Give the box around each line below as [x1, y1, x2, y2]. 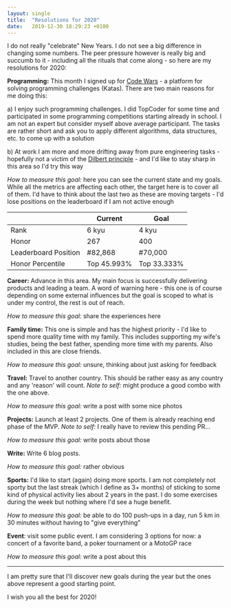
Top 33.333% [138, 259, 184, 269]
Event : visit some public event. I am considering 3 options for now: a [7, 532, 201, 541]
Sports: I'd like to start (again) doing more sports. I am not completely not [7, 476, 216, 484]
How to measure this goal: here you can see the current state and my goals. [7, 176, 222, 184]
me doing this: [7, 92, 48, 100]
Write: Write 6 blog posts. [7, 449, 80, 458]
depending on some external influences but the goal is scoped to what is [7, 291, 214, 300]
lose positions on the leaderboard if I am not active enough [7, 198, 174, 206]
